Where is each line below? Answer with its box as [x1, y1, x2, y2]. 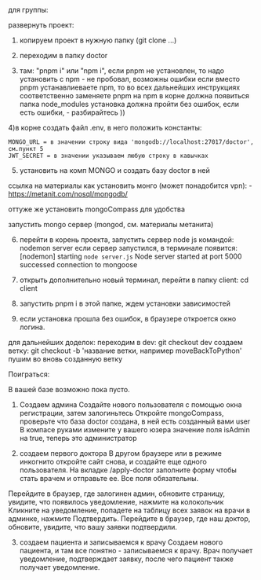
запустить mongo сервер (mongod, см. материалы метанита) [8, 220, 214, 229]
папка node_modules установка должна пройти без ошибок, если [19, 100, 239, 108]
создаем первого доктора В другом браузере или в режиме [19, 449, 222, 457]
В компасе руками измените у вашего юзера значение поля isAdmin [19, 425, 251, 434]
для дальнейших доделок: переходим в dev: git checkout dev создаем [8, 338, 243, 347]
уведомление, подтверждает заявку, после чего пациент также [19, 554, 234, 563]
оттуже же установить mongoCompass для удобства [8, 204, 186, 214]
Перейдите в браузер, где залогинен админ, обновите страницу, [8, 489, 226, 498]
